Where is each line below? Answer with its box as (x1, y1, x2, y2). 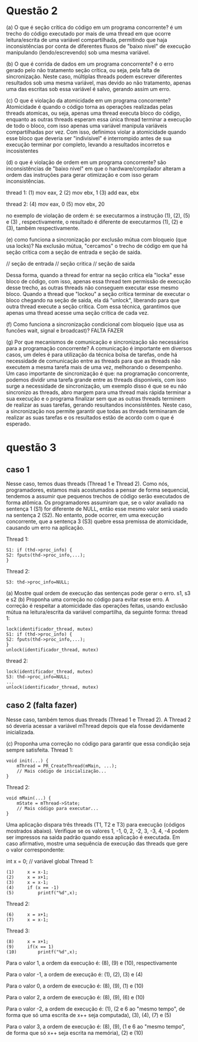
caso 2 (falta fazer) (6, 700, 78, 711)
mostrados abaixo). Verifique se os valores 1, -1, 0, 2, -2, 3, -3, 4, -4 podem (6, 827, 189, 834)
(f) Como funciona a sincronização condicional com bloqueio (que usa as (6, 321, 184, 328)
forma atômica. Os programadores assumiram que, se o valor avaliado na (6, 499, 184, 506)
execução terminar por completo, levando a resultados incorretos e (6, 141, 170, 148)
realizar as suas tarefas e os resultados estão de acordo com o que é (6, 414, 174, 421)
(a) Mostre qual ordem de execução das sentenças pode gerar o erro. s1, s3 (6, 589, 191, 596)
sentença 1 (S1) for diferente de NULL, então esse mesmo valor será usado (6, 505, 188, 512)
